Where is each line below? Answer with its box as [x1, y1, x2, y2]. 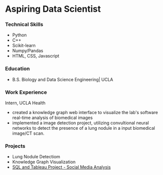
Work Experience [5, 88, 47, 95]
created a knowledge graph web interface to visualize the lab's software [12, 110, 158, 116]
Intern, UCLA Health [5, 100, 46, 106]
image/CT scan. [12, 130, 45, 136]
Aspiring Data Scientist [5, 3, 101, 15]
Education [5, 65, 30, 72]
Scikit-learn [12, 43, 36, 49]
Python [12, 32, 27, 38]
